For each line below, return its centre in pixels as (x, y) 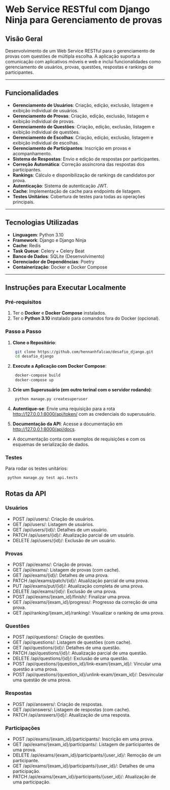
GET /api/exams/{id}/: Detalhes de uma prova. (60, 576)
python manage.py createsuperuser (51, 399)
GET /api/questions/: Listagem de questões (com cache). (72, 642)
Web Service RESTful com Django (78, 9)
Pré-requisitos (23, 302)
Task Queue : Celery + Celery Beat (49, 251)
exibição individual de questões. (46, 132)
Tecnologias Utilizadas (42, 223)
